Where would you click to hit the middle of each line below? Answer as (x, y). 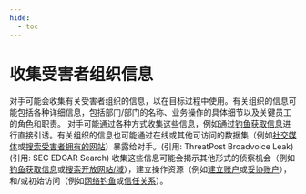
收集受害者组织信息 (82, 74)
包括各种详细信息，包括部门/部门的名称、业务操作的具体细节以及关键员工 (154, 112)
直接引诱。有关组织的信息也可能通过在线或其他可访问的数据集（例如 (145, 135)
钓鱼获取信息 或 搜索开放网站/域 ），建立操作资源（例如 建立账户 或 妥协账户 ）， (151, 169)
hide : (20, 18)
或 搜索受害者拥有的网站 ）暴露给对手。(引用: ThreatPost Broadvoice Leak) (156, 147)
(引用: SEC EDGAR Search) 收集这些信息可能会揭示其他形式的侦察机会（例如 (153, 158)
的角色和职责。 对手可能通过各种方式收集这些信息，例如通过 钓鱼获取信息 (146, 124)
